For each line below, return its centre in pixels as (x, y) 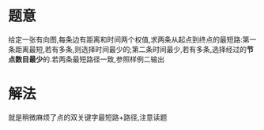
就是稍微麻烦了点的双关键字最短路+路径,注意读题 (88, 117)
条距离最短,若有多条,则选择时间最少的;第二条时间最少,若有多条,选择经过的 (128, 49)
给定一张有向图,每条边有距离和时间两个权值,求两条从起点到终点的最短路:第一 (132, 39)
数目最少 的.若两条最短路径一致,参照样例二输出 (90, 59)
